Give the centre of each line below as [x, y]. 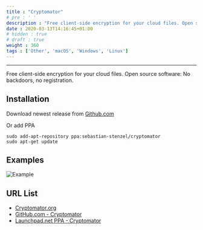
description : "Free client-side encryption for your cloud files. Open [100, 23]
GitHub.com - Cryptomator [48, 214]
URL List [22, 193]
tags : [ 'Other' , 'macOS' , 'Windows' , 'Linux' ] [67, 51]
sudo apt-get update [32, 141]
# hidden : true [27, 34]
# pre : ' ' [21, 17]
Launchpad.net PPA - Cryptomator [58, 221]
